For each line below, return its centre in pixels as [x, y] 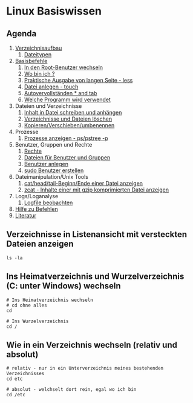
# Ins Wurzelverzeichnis [38, 321]
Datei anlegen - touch [51, 87]
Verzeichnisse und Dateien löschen [68, 119]
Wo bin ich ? [39, 74]
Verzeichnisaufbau [38, 48]
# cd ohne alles [27, 305]
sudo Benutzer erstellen [54, 170]
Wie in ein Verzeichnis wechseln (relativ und [92, 345]
